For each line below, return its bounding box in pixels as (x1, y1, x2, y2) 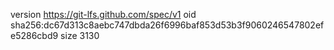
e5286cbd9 (10, 30, 59, 41)
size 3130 (60, 30, 100, 41)
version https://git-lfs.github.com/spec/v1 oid (10, 9, 197, 20)
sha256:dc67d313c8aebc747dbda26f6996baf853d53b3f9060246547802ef (10, 19, 325, 31)
